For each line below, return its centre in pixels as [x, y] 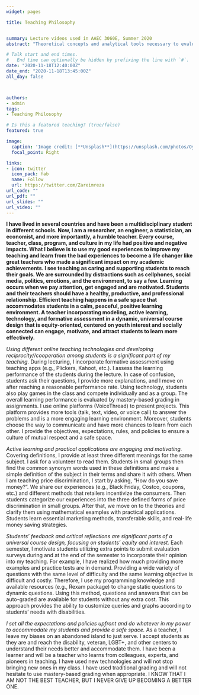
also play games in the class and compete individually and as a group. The [97, 393]
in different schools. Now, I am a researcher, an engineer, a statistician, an [99, 230]
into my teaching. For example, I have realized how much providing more [95, 561]
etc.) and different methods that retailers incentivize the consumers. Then [96, 493]
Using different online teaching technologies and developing [80, 349]
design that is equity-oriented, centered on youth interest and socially [94, 325]
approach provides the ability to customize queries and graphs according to [99, 606]
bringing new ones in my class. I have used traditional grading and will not [96, 668]
